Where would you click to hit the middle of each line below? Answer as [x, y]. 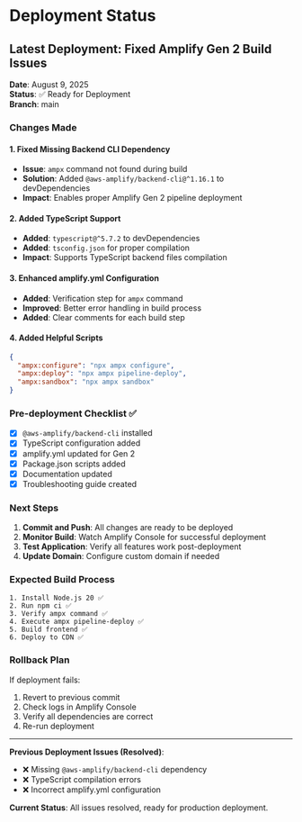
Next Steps [34, 508]
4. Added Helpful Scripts [56, 338]
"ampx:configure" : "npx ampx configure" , [96, 366]
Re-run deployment [58, 726]
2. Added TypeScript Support [65, 218]
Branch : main [35, 104]
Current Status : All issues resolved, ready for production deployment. [139, 808]
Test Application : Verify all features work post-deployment [132, 546]
